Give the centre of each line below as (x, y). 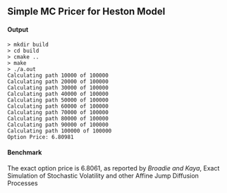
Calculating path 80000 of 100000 (58, 118)
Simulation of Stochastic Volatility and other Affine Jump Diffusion (103, 175)
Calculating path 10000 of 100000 (58, 75)
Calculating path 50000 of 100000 (58, 100)
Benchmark (25, 152)
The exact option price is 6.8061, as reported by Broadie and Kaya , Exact (114, 168)
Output (18, 29)
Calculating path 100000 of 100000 (60, 131)
